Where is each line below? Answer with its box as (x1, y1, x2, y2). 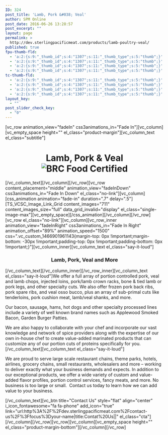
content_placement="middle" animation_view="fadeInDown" (5, 185, 131, 191)
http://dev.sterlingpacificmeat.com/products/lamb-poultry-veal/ (10, 40, 150, 45)
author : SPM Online (5, 17, 46, 22)
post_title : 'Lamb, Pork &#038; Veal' (5, 12, 87, 17)
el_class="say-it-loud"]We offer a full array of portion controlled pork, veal (5, 273, 159, 279)
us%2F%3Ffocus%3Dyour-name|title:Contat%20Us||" (5, 413, 119, 420)
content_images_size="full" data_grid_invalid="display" (5, 206, 120, 212)
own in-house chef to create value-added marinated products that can (5, 335, 152, 341)
